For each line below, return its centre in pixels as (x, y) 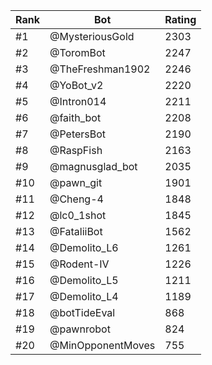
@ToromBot (77, 52)
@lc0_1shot (78, 215)
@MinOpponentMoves (102, 345)
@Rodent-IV (79, 264)
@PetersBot (78, 134)
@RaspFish (76, 150)
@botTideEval (82, 312)
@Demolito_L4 (84, 296)
